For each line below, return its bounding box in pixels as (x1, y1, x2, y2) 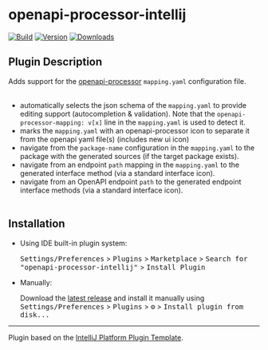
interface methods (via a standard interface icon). (19, 185, 183, 195)
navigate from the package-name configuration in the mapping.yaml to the (19, 142, 255, 153)
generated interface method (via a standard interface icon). (19, 168, 215, 177)
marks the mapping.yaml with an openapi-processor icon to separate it (19, 125, 250, 135)
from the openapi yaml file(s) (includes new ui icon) (19, 134, 190, 144)
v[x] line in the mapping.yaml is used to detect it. (87, 117, 246, 127)
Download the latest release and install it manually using (19, 293, 205, 303)
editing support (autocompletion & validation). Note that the (19, 109, 215, 118)
